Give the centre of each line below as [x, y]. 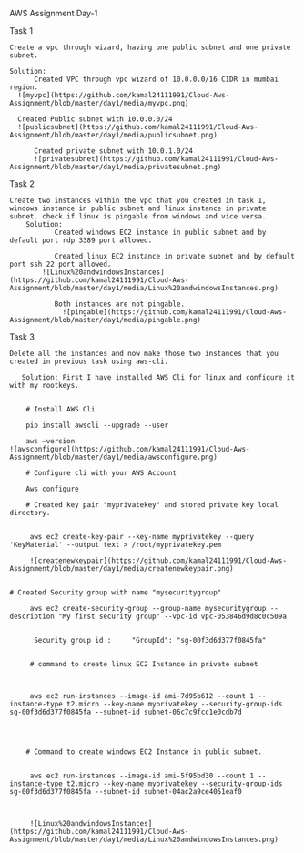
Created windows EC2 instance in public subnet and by [160, 232]
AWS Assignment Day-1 [54, 13]
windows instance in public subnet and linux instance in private [138, 208]
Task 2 [22, 184]
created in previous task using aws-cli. [89, 361]
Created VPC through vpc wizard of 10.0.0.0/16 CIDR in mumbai [156, 79]
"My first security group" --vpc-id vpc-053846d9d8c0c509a [172, 616]
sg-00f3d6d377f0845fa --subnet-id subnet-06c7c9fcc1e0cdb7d [126, 712]
